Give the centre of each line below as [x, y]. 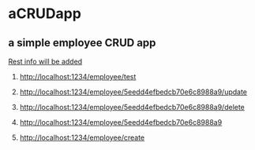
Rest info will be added [45, 61]
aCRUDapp [45, 14]
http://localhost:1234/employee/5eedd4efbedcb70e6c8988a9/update [133, 92]
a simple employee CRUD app [82, 43]
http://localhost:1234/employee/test [78, 77]
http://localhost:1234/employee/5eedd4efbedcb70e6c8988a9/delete [132, 107]
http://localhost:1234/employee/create [82, 137]
